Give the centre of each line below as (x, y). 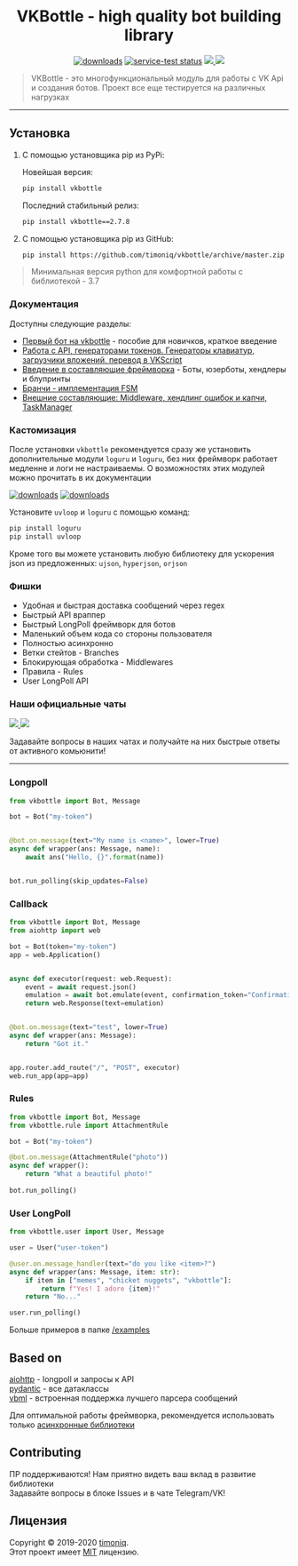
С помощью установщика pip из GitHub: (98, 238)
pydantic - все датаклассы (59, 1388)
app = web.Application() (55, 955)
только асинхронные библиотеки (72, 1425)
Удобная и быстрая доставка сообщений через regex (123, 605)
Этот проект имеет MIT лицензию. (74, 1552)
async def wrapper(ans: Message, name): (85, 849)
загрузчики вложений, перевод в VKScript (102, 360)
